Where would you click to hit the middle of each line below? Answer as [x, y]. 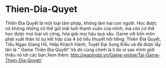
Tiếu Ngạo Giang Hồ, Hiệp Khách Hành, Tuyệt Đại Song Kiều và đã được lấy [83, 44]
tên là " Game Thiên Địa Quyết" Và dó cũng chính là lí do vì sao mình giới [80, 49]
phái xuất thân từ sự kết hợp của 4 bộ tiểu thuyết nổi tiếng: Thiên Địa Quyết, [83, 39]
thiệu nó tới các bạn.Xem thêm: [37, 55]
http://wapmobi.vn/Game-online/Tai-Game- [115, 55]
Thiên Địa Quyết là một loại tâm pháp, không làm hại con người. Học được [81, 23]
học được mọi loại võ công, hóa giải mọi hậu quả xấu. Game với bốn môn [80, 33]
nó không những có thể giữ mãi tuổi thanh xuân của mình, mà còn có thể [80, 28]
